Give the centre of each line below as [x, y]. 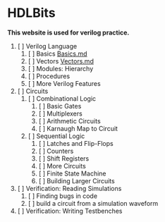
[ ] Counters [56, 151]
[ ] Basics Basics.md [57, 54]
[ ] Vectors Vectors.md [61, 61]
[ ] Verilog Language [47, 46]
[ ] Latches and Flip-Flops [76, 143]
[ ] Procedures [49, 76]
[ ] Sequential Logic [56, 136]
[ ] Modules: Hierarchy [61, 68]
